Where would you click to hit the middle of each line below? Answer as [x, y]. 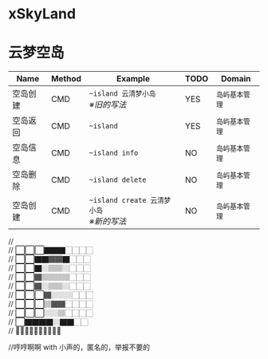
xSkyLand [42, 14]
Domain [236, 79]
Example [133, 79]
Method [66, 79]
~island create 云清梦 [130, 201]
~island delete [118, 180]
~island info [114, 153]
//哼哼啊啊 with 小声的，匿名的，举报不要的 [79, 347]
